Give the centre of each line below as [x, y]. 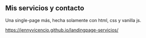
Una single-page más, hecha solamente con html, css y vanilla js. [73, 20]
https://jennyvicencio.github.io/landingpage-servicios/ [62, 30]
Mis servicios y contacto [45, 8]
